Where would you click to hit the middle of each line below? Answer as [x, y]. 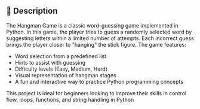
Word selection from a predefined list [60, 56]
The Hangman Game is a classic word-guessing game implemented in [93, 25]
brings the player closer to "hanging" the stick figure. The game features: [96, 44]
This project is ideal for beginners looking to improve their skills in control [96, 93]
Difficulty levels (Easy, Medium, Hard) [61, 69]
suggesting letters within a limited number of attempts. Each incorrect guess [100, 38]
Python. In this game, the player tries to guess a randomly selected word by [99, 32]
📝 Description [32, 11]
